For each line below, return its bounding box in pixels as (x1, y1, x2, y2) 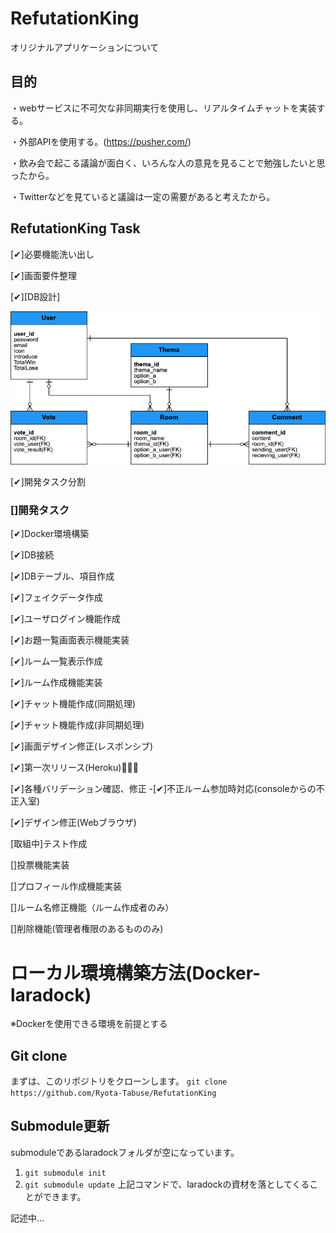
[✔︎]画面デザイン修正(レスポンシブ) (10, 740, 154, 752)
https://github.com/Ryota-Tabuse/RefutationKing (10, 1088, 217, 1099)
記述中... (10, 1212, 45, 1224)
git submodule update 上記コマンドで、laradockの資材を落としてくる (24, 1178, 310, 1190)
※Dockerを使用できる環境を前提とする (10, 1018, 168, 1030)
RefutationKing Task (10, 220, 141, 237)
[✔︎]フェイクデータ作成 (10, 592, 103, 604)
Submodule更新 (10, 1118, 110, 1135)
